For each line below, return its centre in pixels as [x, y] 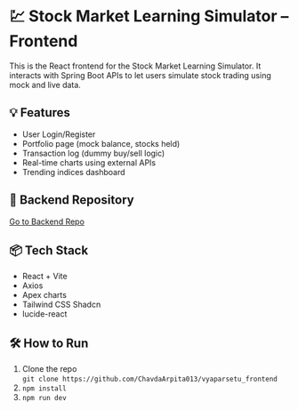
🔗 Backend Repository [72, 200]
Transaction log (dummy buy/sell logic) [93, 153]
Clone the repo [49, 369]
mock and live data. [45, 84]
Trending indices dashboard [74, 172]
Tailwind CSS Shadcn [61, 305]
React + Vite [45, 277]
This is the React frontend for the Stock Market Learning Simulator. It [135, 66]
